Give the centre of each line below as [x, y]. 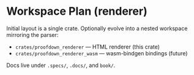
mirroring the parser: [32, 34]
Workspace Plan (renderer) [77, 11]
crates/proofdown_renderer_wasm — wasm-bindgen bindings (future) [101, 53]
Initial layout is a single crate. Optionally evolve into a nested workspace [97, 28]
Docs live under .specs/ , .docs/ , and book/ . [61, 65]
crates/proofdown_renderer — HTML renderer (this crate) [88, 47]
